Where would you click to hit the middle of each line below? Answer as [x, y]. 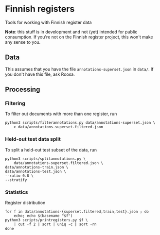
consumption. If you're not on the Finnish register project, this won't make [79, 37]
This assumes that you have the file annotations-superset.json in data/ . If [80, 69]
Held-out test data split [33, 139]
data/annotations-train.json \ [37, 167]
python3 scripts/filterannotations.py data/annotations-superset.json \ [80, 123]
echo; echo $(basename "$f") [43, 216]
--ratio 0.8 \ [19, 176]
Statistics [17, 192]
